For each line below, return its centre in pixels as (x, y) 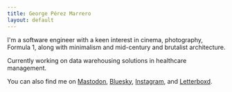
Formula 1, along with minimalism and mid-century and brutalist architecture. (117, 47)
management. (27, 68)
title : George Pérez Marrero (49, 13)
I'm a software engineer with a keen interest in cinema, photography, (105, 39)
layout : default (30, 20)
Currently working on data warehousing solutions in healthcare (97, 60)
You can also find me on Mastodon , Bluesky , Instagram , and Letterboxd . (110, 81)
